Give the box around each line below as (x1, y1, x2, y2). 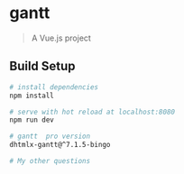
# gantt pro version (9, 132, 91, 142)
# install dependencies (9, 82, 99, 92)
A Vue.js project (31, 32, 92, 43)
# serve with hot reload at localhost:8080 (9, 107, 176, 116)
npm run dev (9, 115, 54, 124)
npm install (9, 91, 54, 100)
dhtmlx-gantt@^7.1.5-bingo (9, 141, 111, 150)
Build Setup (9, 59, 76, 74)
